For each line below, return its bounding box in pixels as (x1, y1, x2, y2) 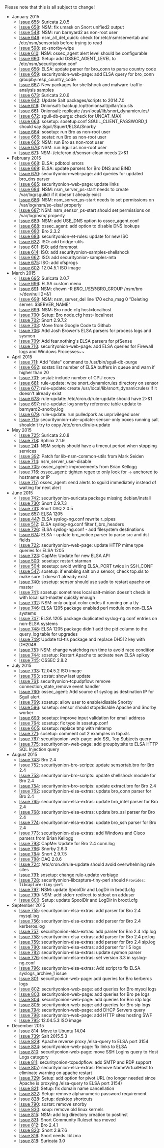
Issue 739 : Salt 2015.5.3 (19, 1033, 67, 1039)
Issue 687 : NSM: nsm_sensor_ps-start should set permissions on (19, 207, 151, 213)
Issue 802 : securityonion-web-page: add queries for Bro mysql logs (19, 986, 157, 992)
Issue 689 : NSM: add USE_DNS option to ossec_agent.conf (19, 218, 139, 224)
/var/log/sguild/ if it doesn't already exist (19, 192, 101, 197)
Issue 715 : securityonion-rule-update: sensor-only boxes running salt (19, 417, 159, 423)
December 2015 (11, 1023, 44, 1028)
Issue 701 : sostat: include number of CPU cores (19, 375, 115, 381)
